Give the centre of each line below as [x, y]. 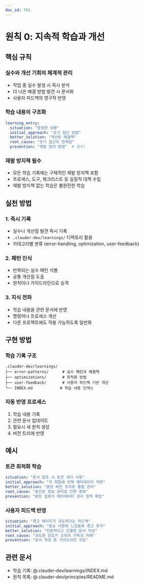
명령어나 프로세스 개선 [35, 316]
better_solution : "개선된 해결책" [43, 137]
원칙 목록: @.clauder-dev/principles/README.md [63, 577]
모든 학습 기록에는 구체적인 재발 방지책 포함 [55, 173]
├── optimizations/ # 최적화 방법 [46, 378]
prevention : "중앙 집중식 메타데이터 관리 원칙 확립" [55, 496]
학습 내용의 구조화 [26, 112]
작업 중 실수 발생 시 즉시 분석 [41, 85]
